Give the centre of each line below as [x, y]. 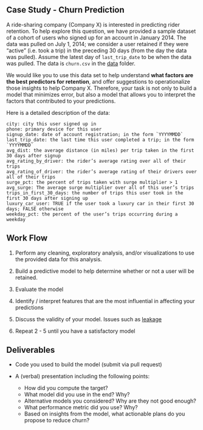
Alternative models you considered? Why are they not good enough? [110, 401]
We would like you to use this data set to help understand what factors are [100, 75]
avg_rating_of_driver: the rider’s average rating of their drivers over [102, 172]
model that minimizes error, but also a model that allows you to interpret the [101, 94]
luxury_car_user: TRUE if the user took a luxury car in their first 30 [100, 203]
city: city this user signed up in [51, 124]
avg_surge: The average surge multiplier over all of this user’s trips [100, 188]
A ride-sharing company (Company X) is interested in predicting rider [93, 24]
